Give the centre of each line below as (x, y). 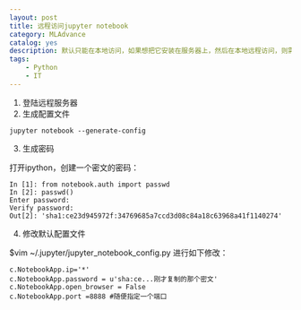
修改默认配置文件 (54, 233)
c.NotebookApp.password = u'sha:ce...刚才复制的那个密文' (113, 279)
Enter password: (39, 200)
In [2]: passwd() (42, 192)
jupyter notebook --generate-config (77, 131)
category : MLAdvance (48, 34)
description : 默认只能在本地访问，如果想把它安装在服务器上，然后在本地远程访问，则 (149, 51)
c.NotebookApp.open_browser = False (77, 287)
